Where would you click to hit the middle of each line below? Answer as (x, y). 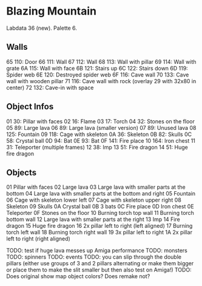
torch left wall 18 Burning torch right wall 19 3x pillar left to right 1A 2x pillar (99, 233)
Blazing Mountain (52, 11)
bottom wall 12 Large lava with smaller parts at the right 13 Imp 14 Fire (93, 219)
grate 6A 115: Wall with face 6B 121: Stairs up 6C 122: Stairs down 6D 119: (97, 68)
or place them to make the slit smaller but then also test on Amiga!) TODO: (99, 270)
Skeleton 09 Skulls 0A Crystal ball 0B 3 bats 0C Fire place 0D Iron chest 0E (100, 206)
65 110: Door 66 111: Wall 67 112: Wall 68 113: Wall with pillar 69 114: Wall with (101, 61)
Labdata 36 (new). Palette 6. (42, 28)
